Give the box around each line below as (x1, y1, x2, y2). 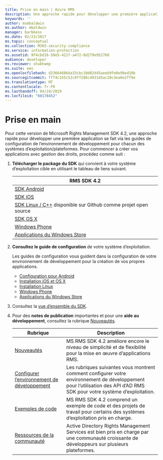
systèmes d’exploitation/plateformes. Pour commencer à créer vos (5, 146, 138, 152)
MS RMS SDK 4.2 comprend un (66, 396, 138, 403)
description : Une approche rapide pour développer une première (5, 12, 138, 17)
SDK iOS (14, 194, 34, 200)
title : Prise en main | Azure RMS (5, 7, 75, 12)
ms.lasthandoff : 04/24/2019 (5, 89, 62, 94)
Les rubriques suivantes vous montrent (66, 364, 155, 371)
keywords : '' (5, 16, 32, 21)
